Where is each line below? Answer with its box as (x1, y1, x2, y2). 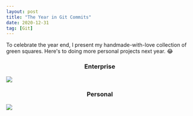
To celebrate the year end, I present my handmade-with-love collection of (6, 41, 187, 49)
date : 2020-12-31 (6, 20, 49, 25)
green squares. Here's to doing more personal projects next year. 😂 (6, 48, 173, 55)
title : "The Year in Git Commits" (6, 14, 92, 20)
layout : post (6, 8, 39, 15)
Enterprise (84, 63, 116, 71)
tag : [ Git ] (6, 25, 33, 31)
